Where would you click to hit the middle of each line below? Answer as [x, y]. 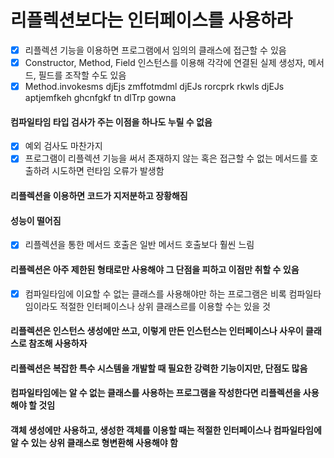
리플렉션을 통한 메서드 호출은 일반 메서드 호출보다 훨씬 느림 [139, 245]
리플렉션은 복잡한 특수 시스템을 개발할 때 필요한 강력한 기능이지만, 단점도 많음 [159, 368]
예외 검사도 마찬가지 [63, 146]
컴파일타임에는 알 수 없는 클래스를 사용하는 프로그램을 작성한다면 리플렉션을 [156, 393]
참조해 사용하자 [58, 343]
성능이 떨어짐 [36, 220]
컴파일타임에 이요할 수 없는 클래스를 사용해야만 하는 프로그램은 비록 [155, 293]
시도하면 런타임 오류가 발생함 [108, 171]
